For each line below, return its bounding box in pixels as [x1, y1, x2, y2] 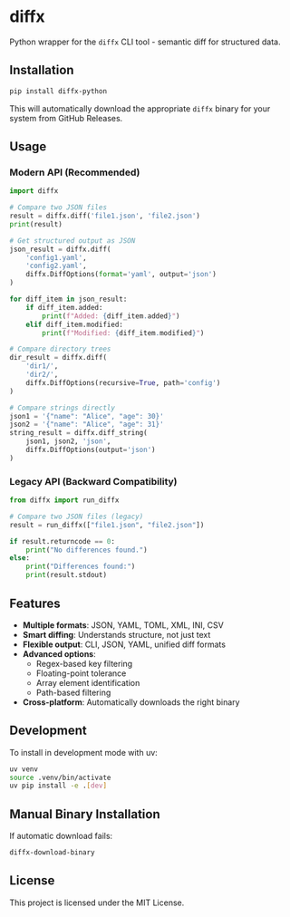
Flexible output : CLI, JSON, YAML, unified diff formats [22, 639, 227, 650]
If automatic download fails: [9, 831, 113, 842]
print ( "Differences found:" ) [25, 562, 136, 572]
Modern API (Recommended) [9, 166, 140, 179]
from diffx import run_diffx [9, 496, 120, 505]
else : [9, 554, 30, 563]
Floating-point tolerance [35, 668, 127, 679]
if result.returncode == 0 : [9, 536, 116, 545]
